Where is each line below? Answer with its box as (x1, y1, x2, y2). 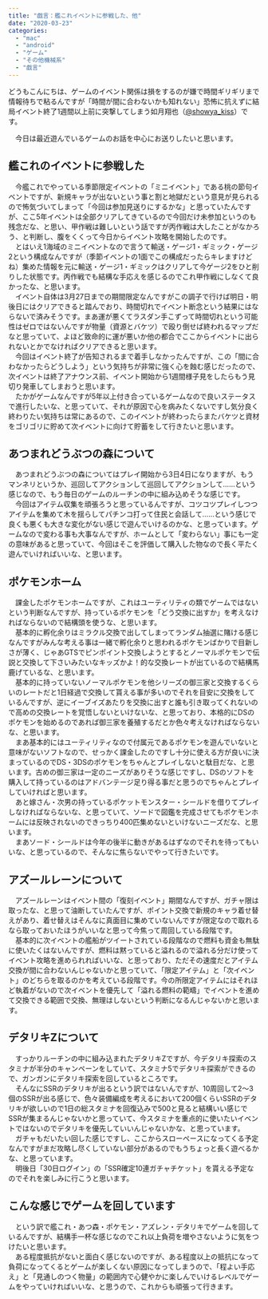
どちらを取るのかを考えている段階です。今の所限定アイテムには (29, 976, 238, 984)
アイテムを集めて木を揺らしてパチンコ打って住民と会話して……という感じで (8, 509, 257, 519)
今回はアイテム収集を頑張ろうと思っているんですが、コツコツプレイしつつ (14, 500, 258, 509)
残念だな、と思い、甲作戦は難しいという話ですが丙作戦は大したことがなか (8, 221, 253, 232)
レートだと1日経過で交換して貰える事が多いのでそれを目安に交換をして (22, 687, 255, 697)
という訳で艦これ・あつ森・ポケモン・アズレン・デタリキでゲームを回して (14, 1222, 260, 1231)
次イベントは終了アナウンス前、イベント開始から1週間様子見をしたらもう (8, 371, 249, 381)
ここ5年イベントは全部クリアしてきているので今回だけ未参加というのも (22, 212, 257, 221)
